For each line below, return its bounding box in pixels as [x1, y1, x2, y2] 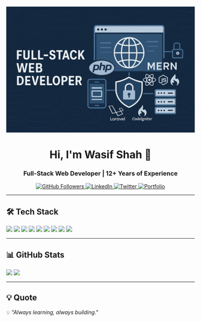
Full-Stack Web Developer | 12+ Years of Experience [23, 169, 178, 177]
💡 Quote [6, 293, 37, 303]
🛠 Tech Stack [6, 206, 59, 216]
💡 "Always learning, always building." [6, 308, 99, 315]
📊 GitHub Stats [6, 250, 65, 260]
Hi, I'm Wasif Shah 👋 [49, 148, 152, 161]
